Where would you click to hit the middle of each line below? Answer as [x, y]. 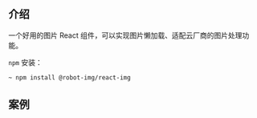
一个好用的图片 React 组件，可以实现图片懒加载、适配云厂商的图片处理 [125, 35]
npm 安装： [25, 62]
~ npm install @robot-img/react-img [69, 77]
